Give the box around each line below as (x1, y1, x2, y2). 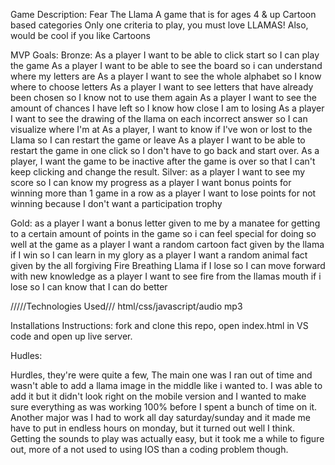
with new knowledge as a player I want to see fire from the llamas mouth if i (10, 270, 322, 282)
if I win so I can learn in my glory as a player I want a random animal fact (10, 249, 308, 261)
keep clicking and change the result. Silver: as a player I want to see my (10, 166, 306, 178)
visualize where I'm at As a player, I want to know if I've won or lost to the (10, 124, 313, 135)
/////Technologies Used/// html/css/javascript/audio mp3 (10, 300, 243, 312)
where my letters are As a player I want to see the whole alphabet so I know (10, 70, 322, 82)
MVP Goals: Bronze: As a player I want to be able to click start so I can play (10, 49, 320, 61)
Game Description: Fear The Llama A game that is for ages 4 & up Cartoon (10, 9, 317, 20)
